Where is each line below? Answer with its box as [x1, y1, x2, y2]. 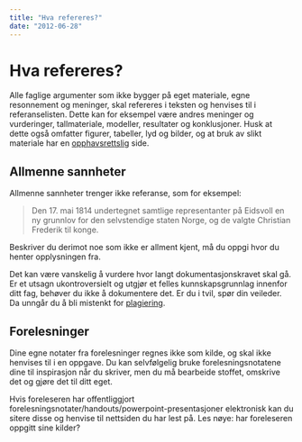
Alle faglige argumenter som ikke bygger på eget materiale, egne [9, 90, 251, 101]
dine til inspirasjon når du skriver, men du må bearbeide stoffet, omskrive [9, 366, 281, 378]
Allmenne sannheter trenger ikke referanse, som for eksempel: [9, 188, 242, 199]
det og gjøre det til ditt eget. [9, 376, 113, 387]
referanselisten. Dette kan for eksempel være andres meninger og [9, 109, 254, 120]
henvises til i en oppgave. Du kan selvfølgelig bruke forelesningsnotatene [9, 357, 281, 368]
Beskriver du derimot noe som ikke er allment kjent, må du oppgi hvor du [9, 242, 279, 253]
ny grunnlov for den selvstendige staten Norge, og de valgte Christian [31, 215, 291, 226]
